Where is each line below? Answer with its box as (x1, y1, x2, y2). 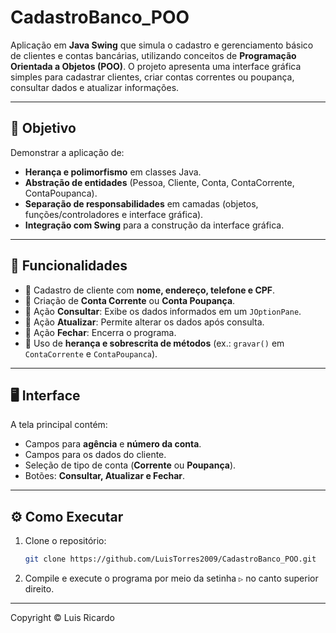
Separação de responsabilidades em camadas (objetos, (24, 197, 259, 210)
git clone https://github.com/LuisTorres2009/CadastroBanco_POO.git (24, 554, 317, 565)
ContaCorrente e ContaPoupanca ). (24, 347, 158, 360)
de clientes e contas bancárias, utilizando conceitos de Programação (10, 49, 297, 61)
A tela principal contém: (10, 419, 108, 431)
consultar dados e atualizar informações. (10, 81, 180, 93)
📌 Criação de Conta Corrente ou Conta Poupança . (24, 294, 236, 306)
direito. (24, 583, 55, 595)
